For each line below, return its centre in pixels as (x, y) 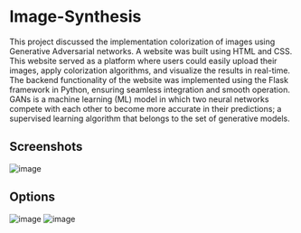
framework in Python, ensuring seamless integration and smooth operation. (150, 89)
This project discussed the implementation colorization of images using (142, 42)
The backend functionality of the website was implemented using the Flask (149, 79)
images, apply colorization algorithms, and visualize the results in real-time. (150, 70)
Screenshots (46, 147)
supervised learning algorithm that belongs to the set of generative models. (150, 118)
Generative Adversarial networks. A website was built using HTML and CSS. (151, 51)
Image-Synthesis (75, 17)
